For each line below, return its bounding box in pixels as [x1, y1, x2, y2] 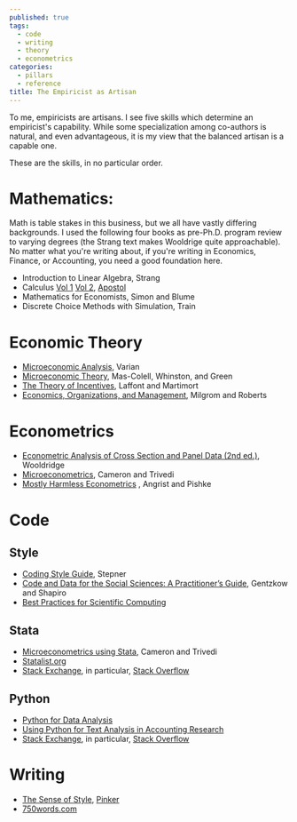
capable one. [9, 140, 58, 151]
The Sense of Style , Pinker [21, 794, 120, 804]
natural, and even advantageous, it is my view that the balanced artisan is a [9, 131, 285, 141]
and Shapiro [21, 587, 66, 598]
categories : [9, 63, 53, 72]
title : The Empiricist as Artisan [9, 87, 137, 96]
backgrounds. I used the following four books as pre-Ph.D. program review [9, 227, 282, 238]
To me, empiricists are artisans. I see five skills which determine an [9, 112, 254, 123]
